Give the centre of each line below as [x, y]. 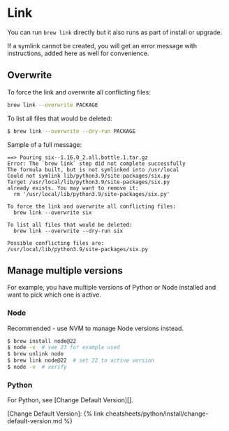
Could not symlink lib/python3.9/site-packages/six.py [89, 176]
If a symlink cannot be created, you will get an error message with [102, 45]
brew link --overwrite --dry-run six [68, 231]
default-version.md [35, 421]
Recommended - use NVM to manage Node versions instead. [95, 328]
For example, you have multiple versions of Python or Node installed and [112, 288]
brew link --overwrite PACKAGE [53, 105]
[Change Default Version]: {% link [56, 414]
